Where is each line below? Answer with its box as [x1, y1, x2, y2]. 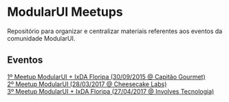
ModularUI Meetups [7, 4, 124, 20]
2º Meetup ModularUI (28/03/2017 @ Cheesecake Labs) [7, 80, 167, 88]
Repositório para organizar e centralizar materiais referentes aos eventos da [7, 27, 223, 35]
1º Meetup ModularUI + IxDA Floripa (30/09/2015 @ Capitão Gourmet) [7, 72, 206, 81]
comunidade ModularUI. [7, 34, 76, 42]
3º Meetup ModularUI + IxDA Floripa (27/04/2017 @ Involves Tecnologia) [7, 87, 215, 95]
